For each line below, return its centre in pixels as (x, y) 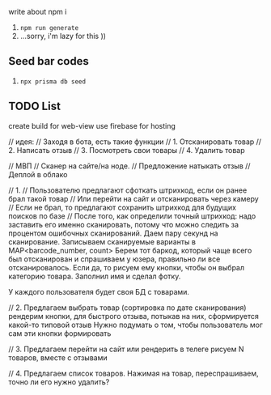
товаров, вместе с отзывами (58, 357)
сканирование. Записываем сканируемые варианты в (102, 241)
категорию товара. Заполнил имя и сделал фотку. (95, 276)
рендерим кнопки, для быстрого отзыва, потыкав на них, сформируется (133, 316)
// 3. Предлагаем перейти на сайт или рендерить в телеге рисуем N (126, 349)
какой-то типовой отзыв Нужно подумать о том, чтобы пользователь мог (135, 325)
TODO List (34, 106)
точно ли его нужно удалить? (59, 382)
